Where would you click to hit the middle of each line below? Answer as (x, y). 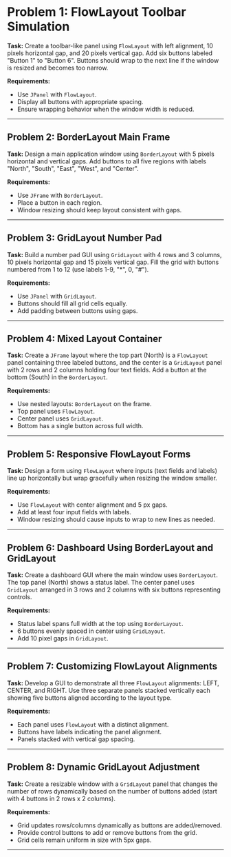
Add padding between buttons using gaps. (77, 310)
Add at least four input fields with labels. (74, 512)
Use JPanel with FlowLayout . (57, 94)
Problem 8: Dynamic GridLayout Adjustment (104, 767)
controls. (20, 597)
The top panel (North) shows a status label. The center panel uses (101, 582)
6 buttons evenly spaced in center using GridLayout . (91, 631)
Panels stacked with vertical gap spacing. (76, 739)
